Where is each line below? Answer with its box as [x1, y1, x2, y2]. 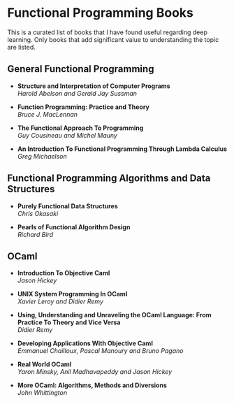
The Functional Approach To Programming [17, 124, 144, 132]
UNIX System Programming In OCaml [17, 290, 128, 298]
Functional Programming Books [7, 5, 193, 21]
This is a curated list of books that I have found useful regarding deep [7, 28, 207, 36]
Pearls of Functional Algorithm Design [17, 222, 131, 231]
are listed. [7, 43, 36, 51]
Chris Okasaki [17, 209, 59, 217]
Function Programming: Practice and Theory [17, 103, 150, 111]
